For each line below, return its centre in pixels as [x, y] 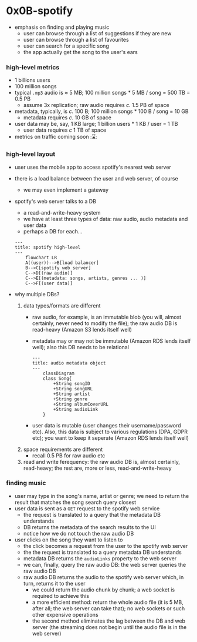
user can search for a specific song [66, 46]
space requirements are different [63, 449]
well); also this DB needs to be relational [80, 347]
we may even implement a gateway [66, 190]
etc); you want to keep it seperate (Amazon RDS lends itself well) [111, 438]
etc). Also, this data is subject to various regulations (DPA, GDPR [110, 432]
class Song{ [57, 378]
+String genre [70, 399]
